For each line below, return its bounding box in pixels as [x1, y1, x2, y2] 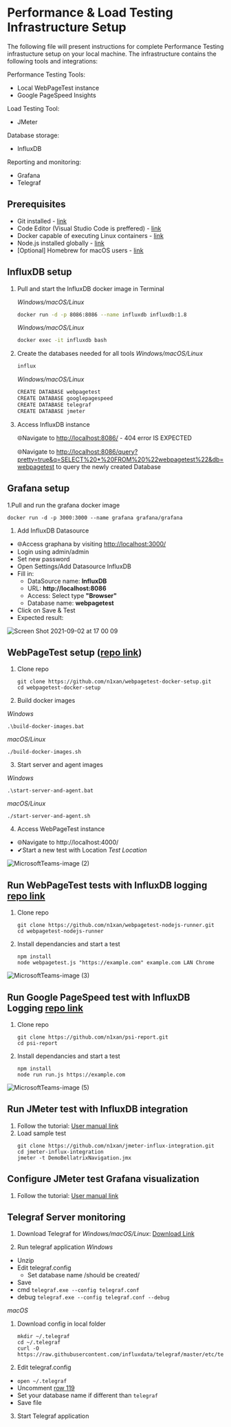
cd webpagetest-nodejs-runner [16, 928, 104, 935]
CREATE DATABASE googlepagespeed [16, 395, 113, 402]
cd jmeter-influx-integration [16, 1148, 104, 1155]
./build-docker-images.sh [7, 748, 81, 756]
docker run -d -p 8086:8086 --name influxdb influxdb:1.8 [16, 311, 187, 318]
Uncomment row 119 [16, 1384, 76, 1393]
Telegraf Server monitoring [7, 1211, 126, 1223]
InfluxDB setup [7, 266, 72, 278]
